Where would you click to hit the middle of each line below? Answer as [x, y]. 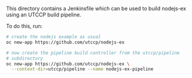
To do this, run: [24, 26]
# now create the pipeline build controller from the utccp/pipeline [93, 53]
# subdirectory [25, 58]
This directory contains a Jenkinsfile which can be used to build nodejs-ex [96, 9]
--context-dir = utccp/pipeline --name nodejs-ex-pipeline [82, 69]
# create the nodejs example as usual [53, 37]
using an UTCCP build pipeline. [44, 15]
